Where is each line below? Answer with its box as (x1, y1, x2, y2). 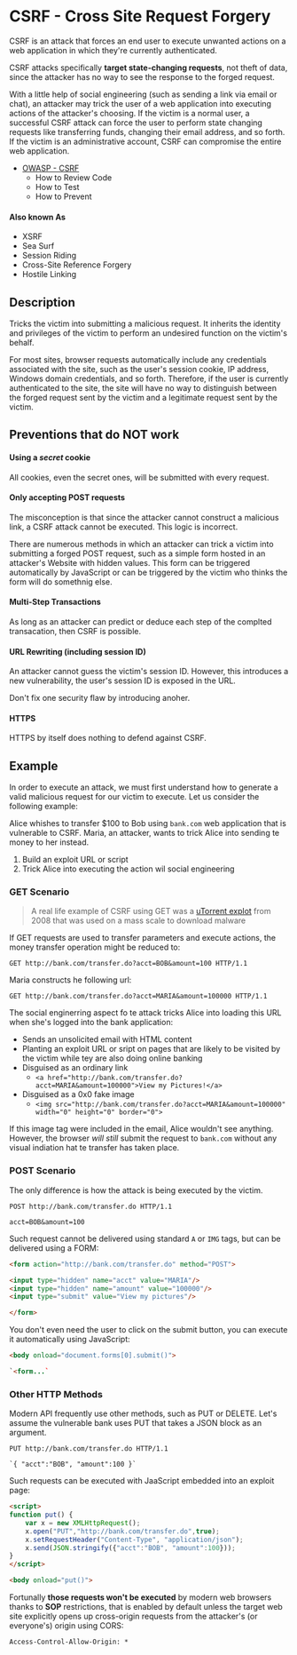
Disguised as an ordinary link (21, 1062, 129, 1073)
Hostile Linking (21, 269, 77, 280)
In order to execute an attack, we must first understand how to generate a (9, 782, 278, 792)
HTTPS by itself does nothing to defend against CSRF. (9, 733, 207, 744)
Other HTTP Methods (9, 1388, 104, 1400)
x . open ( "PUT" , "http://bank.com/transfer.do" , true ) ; (25, 1526, 220, 1536)
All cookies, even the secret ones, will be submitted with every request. (9, 472, 270, 482)
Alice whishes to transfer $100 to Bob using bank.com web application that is (9, 818, 286, 829)
